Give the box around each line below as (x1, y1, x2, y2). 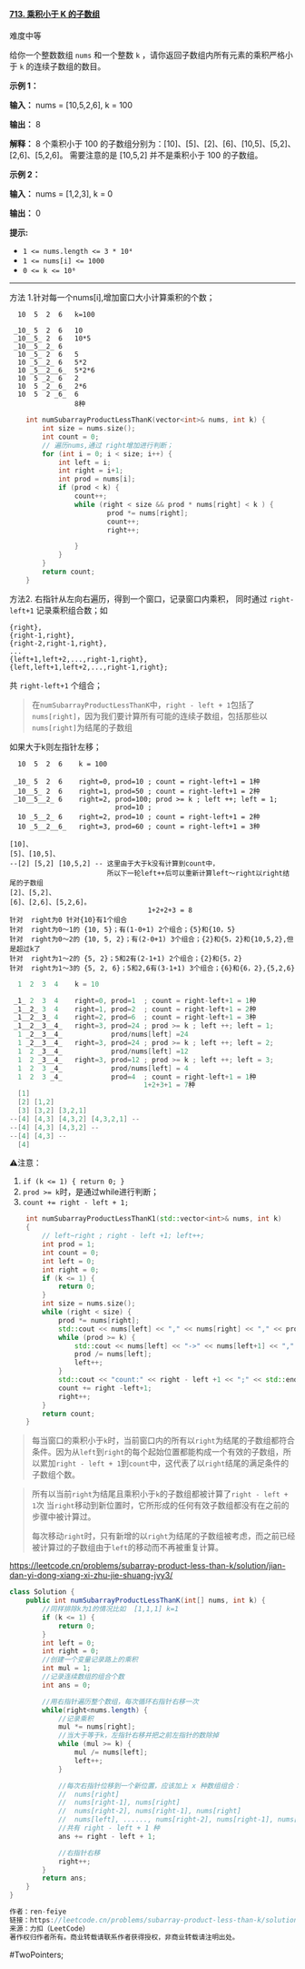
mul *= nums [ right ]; (57, 1722, 136, 1731)
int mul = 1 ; (42, 1664, 92, 1673)
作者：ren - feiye (9, 1907, 67, 1916)
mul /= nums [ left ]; (74, 1748, 148, 1757)
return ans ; (42, 1873, 88, 1883)
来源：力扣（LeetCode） (9, 1923, 90, 1933)
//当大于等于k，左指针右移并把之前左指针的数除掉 (57, 1730, 220, 1741)
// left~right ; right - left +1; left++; (42, 1232, 205, 1241)
